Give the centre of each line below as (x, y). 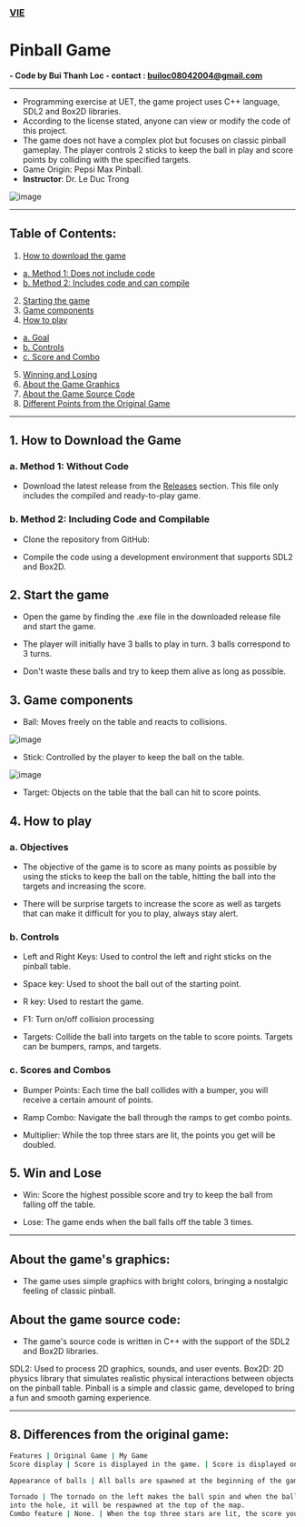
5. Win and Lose (55, 1173)
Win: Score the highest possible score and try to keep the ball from (148, 1195)
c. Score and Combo (61, 357)
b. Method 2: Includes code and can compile (106, 283)
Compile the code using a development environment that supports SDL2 (157, 557)
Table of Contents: (63, 234)
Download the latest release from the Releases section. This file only (151, 486)
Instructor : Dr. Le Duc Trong (76, 178)
